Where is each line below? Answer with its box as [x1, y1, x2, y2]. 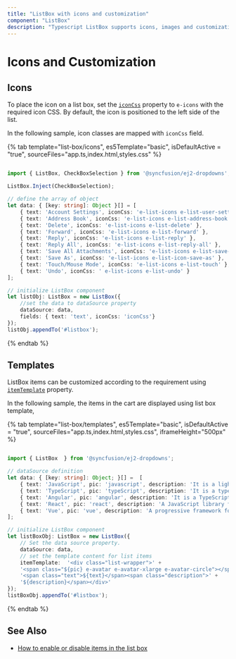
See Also [7, 625, 47, 637]
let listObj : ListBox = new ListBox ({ [7, 293, 121, 300]
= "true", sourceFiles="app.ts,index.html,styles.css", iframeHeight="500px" [7, 428, 226, 436]
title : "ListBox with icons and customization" [7, 10, 150, 18]
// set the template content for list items [20, 553, 152, 560]
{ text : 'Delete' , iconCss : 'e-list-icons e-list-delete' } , [20, 221, 202, 229]
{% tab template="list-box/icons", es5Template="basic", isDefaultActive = [7, 142, 221, 152]
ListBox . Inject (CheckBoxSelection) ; [7, 183, 114, 190]
